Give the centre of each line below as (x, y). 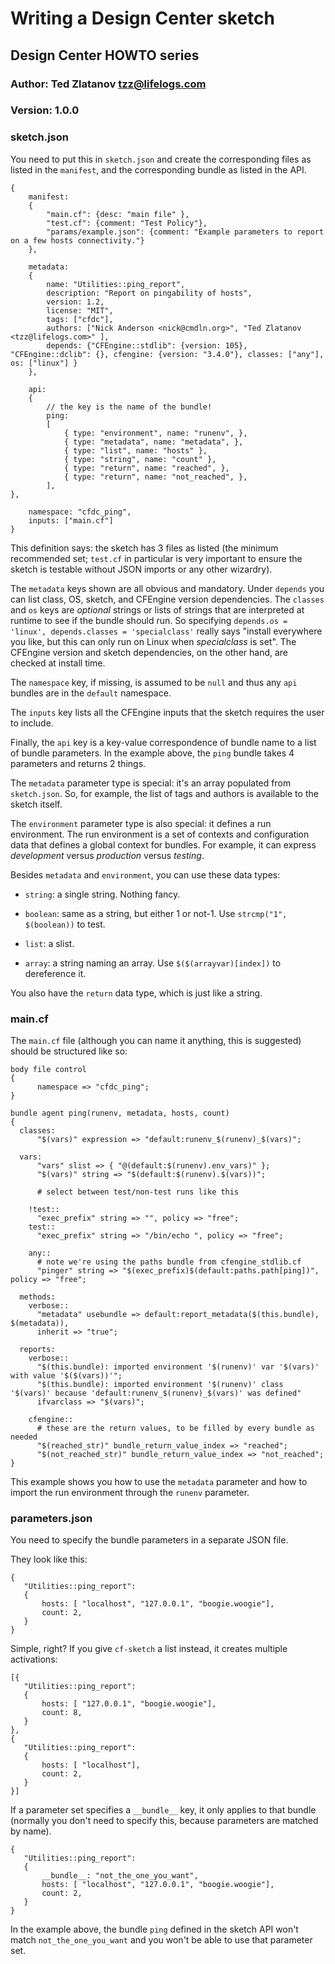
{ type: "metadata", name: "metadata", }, (153, 442)
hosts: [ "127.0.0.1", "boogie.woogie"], (129, 1704)
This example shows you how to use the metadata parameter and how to (159, 1482)
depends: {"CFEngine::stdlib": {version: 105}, (147, 345)
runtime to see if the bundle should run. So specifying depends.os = (149, 620)
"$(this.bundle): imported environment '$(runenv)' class (160, 1385)
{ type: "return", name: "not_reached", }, (155, 477)
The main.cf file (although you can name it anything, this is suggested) (156, 1041)
